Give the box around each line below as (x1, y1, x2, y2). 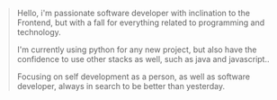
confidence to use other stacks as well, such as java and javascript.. (16, 54, 270, 64)
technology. (16, 27, 62, 37)
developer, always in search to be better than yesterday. (16, 81, 226, 91)
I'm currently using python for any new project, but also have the (16, 44, 257, 55)
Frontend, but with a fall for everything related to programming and (16, 17, 265, 28)
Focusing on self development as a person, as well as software (16, 71, 251, 82)
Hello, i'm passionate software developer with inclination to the (16, 8, 251, 18)
